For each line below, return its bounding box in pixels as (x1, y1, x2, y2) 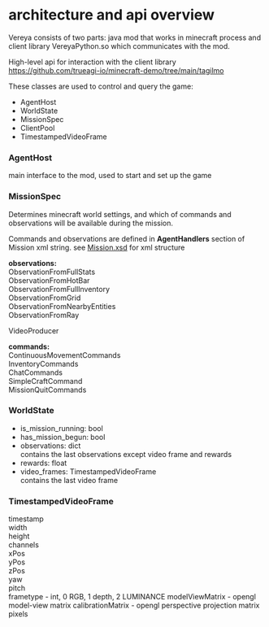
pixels (8, 609, 28, 619)
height (8, 531, 30, 542)
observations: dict (20, 441, 81, 451)
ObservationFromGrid (8, 293, 81, 303)
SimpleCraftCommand (8, 376, 83, 385)
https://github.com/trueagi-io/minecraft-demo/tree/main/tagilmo (8, 65, 224, 75)
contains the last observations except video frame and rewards (20, 449, 232, 459)
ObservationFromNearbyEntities (8, 301, 116, 311)
